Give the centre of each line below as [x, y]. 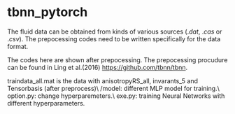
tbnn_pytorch [48, 12]
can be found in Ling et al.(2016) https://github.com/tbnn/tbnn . [98, 67]
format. [18, 46]
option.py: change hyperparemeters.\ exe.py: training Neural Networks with [116, 96]
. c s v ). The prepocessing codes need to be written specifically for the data [114, 38]
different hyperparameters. [46, 103]
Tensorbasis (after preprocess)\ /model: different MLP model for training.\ [114, 88]
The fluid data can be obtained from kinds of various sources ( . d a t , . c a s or [115, 31]
